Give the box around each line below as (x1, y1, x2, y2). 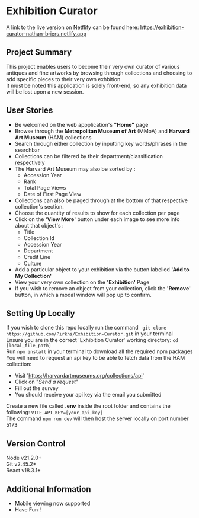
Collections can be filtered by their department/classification (14, 152, 163, 159)
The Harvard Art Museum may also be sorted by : (14, 165, 136, 172)
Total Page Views (23, 184, 66, 191)
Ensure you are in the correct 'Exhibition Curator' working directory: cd (6, 337, 178, 344)
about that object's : (14, 222, 64, 229)
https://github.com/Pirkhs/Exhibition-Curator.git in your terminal (6, 330, 173, 337)
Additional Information (6, 484, 91, 494)
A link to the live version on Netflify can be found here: (6, 24, 139, 31)
